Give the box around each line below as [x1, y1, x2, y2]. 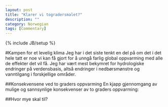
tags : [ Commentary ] [5, 26, 47, 31]
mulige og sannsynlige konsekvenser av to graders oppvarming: [5, 86, 139, 92]
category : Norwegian [5, 21, 49, 27]
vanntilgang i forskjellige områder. [5, 71, 76, 77]
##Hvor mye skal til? [5, 96, 48, 102]
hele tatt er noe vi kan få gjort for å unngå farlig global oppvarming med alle [5, 55, 163, 61]
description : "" [5, 17, 39, 22]
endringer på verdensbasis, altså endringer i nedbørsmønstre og [5, 66, 140, 72]
